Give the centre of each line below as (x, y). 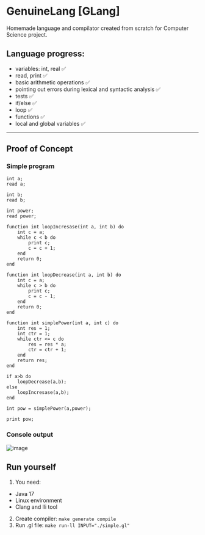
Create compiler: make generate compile (66, 519)
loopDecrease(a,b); (42, 382)
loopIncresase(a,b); (43, 393)
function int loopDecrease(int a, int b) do (64, 275)
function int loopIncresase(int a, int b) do (65, 227)
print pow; (20, 420)
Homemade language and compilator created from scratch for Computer (98, 28)
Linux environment (38, 500)
